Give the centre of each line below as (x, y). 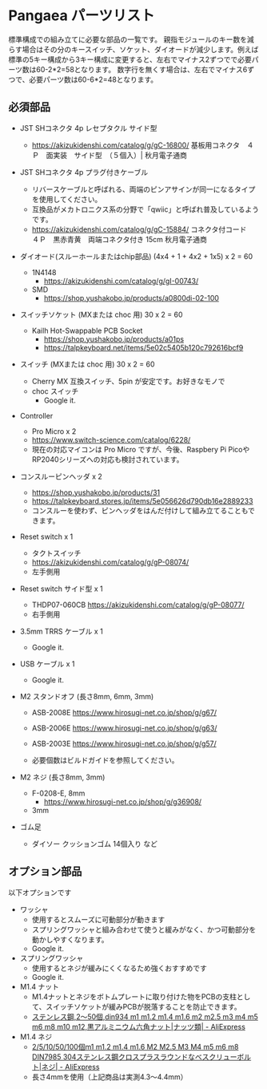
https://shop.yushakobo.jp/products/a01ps (114, 339)
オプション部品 (45, 871)
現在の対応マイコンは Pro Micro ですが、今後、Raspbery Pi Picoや (141, 449)
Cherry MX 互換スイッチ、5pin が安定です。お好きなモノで (128, 381)
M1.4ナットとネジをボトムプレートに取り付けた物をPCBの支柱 (134, 996)
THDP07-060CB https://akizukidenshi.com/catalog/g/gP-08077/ (138, 605)
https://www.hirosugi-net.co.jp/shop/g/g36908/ (123, 801)
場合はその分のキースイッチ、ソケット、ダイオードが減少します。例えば (140, 49)
